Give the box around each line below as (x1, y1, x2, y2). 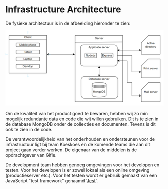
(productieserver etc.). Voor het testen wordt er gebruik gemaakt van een (5, 172, 157, 179)
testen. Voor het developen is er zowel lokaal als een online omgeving (5, 167, 150, 173)
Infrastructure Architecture (5, 4, 122, 15)
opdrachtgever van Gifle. (5, 152, 57, 158)
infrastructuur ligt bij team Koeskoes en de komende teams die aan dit (5, 142, 150, 148)
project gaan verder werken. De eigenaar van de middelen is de (5, 147, 137, 153)
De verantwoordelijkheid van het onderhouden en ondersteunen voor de (5, 136, 155, 142)
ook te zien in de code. (5, 127, 53, 133)
